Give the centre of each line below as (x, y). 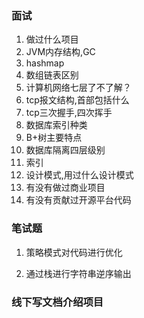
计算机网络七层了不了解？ (78, 88)
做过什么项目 (52, 39)
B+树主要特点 (54, 138)
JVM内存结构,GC (60, 52)
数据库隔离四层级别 (65, 150)
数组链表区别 (52, 75)
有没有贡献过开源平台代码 (78, 200)
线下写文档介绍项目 (57, 302)
